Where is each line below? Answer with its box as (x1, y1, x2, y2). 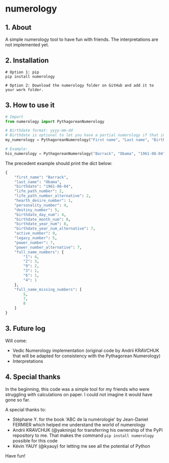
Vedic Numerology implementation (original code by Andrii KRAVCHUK (12, 347, 159, 353)
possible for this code (12, 437, 58, 443)
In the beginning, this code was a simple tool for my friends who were (5, 386, 150, 392)
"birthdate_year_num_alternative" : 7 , (14, 226, 96, 232)
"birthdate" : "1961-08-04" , (14, 184, 73, 189)
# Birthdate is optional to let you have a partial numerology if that (5, 133, 158, 138)
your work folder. (5, 87, 44, 92)
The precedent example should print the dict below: (5, 160, 113, 166)
